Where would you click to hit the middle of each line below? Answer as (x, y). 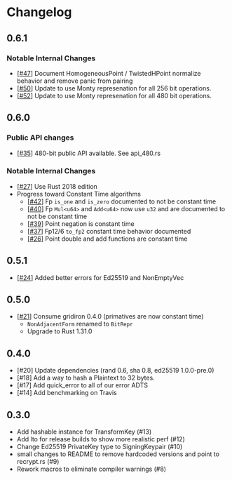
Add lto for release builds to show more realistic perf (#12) (101, 439)
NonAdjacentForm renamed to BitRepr (80, 324)
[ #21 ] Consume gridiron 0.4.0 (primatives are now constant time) (110, 316)
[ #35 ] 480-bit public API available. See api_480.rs (89, 153)
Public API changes (40, 138)
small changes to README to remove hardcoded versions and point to (118, 454)
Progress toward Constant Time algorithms (79, 194)
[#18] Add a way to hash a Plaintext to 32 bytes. (86, 378)
